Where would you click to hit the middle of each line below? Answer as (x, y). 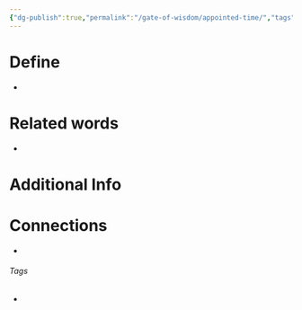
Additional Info (66, 184)
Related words (64, 123)
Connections (58, 225)
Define (35, 62)
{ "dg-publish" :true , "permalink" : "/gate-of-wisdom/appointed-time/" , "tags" (152, 18)
